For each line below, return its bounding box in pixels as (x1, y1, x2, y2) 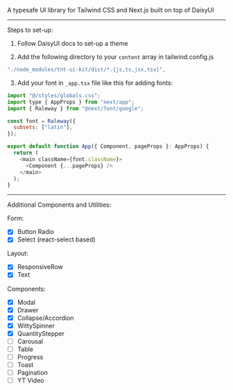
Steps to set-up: (7, 26, 53, 34)
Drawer (17, 305, 39, 314)
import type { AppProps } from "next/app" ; (7, 99, 135, 105)
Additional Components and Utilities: (7, 201, 112, 209)
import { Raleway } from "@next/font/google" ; (7, 105, 144, 112)
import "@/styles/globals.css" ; (7, 92, 101, 99)
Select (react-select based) (17, 235, 96, 244)
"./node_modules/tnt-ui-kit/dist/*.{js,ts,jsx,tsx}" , (7, 66, 166, 73)
